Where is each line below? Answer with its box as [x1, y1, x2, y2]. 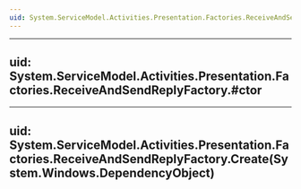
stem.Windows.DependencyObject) [9, 165, 215, 180]
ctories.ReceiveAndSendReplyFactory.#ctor [9, 82, 262, 99]
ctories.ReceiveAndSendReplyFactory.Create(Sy [9, 151, 288, 167]
